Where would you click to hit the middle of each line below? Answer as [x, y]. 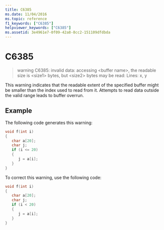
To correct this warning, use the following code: [53, 178]
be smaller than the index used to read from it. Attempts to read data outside [82, 90]
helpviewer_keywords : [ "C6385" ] [38, 28]
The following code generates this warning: [49, 123]
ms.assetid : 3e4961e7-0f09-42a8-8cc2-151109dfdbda [58, 32]
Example [19, 111]
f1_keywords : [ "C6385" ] [29, 23]
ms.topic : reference [26, 19]
